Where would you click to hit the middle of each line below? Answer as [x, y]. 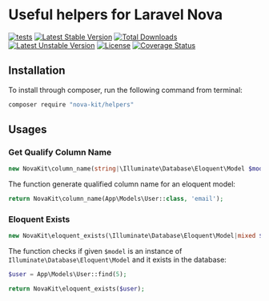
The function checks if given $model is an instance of [95, 251]
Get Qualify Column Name [60, 152]
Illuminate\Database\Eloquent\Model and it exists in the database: [117, 260]
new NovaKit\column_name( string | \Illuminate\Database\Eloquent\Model [127, 169]
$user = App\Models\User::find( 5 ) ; [68, 275]
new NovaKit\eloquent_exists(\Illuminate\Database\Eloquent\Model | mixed [132, 236]
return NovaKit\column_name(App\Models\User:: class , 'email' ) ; [116, 199]
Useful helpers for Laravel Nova [115, 15]
